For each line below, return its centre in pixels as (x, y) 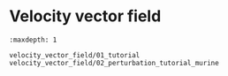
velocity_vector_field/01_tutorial (75, 55)
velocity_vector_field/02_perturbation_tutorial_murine (114, 63)
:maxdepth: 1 (33, 40)
